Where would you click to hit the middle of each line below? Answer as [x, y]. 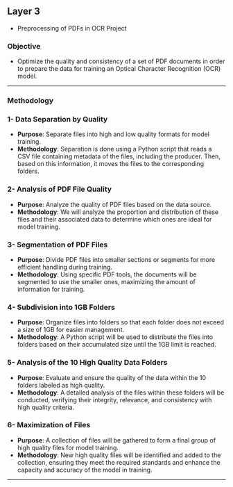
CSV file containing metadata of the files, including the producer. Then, [119, 156]
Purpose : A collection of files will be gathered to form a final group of [116, 440]
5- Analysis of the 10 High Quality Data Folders [87, 363]
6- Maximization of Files [49, 425]
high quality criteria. [46, 407]
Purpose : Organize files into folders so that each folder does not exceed [120, 322]
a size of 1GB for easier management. [71, 330]
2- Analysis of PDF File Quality [60, 189]
